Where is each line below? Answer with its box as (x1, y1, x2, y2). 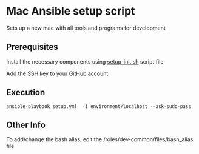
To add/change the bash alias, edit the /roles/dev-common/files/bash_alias (6, 136, 194, 143)
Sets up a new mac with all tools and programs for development (6, 24, 166, 32)
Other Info (6, 119, 46, 130)
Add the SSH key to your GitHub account (6, 70, 109, 77)
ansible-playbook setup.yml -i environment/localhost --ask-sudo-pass (6, 103, 191, 110)
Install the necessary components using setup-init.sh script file (6, 58, 164, 65)
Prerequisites (6, 42, 58, 52)
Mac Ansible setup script (6, 4, 135, 18)
